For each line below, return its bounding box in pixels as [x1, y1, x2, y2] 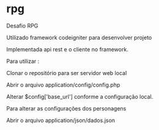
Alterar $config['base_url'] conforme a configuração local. [6, 93, 153, 100]
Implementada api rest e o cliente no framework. [6, 45, 128, 53]
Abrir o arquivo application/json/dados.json [6, 117, 115, 124]
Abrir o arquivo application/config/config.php [6, 81, 120, 88]
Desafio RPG [6, 22, 39, 29]
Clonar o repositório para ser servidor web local [6, 69, 127, 76]
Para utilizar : [6, 57, 40, 65]
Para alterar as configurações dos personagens [6, 104, 127, 112]
